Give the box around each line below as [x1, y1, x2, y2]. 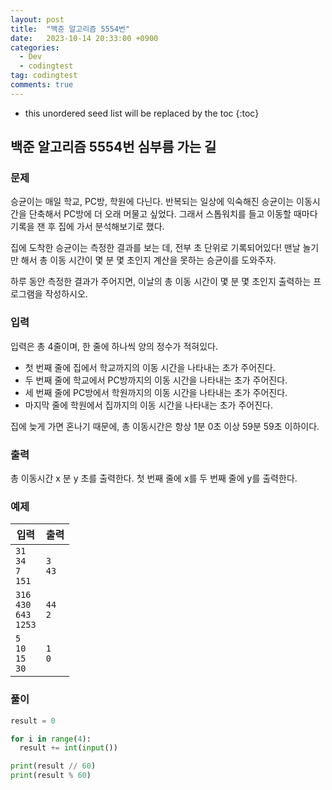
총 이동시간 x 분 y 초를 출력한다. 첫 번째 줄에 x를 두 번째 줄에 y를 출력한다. [10, 472, 298, 485]
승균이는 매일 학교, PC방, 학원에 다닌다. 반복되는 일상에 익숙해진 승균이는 [10, 196, 295, 208]
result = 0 [10, 716, 56, 726]
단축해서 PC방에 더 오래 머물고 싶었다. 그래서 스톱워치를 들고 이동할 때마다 [28, 208, 318, 220]
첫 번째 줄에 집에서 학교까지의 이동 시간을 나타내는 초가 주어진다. [24, 361, 276, 373]
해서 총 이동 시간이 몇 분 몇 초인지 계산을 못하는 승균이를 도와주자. [20, 254, 277, 266]
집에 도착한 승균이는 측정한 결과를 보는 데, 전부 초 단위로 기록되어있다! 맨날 [10, 242, 301, 254]
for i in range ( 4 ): [10, 734, 92, 744]
